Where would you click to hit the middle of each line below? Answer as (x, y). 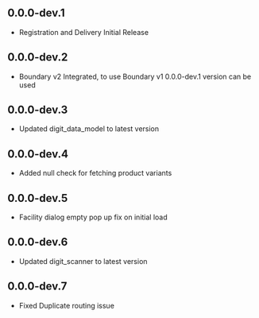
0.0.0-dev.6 (38, 242)
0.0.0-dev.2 (38, 58)
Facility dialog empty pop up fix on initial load (93, 217)
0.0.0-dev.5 (38, 198)
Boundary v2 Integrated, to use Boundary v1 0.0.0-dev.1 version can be (135, 76)
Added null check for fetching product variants (95, 173)
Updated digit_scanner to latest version (83, 261)
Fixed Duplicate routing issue (66, 305)
